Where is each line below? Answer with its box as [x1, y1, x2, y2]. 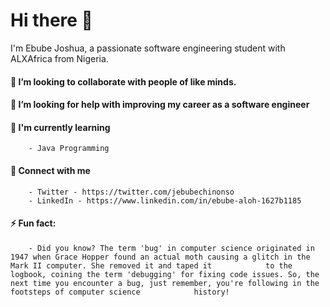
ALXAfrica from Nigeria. [10, 52, 109, 64]
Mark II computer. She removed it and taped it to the [10, 260, 293, 271]
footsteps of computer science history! [10, 287, 230, 297]
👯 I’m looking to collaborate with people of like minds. [10, 75, 237, 88]
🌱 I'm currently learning [10, 121, 111, 133]
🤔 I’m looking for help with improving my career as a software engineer [10, 99, 310, 111]
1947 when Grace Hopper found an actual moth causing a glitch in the [10, 252, 311, 262]
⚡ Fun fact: [10, 217, 57, 229]
